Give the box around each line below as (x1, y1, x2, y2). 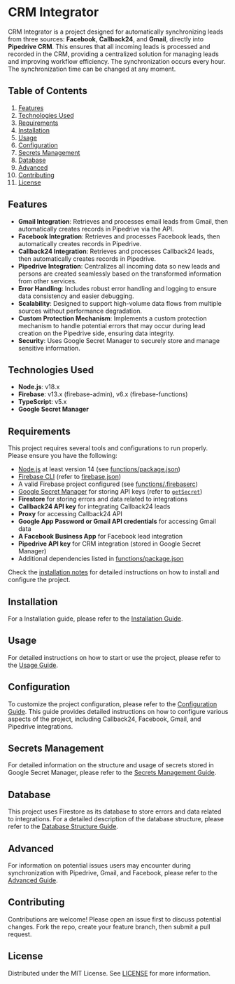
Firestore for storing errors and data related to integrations (17, 495, 188, 504)
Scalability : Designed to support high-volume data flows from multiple (17, 299, 222, 307)
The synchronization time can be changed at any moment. (8, 65, 176, 73)
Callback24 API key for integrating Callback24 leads (17, 502, 171, 511)
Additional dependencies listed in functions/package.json (17, 555, 184, 563)
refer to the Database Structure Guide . (8, 822, 118, 831)
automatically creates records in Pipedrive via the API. (17, 224, 174, 233)
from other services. (17, 276, 78, 285)
